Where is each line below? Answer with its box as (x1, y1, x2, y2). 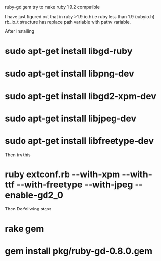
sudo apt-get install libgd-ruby (5, 46, 133, 57)
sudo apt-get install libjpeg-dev (5, 113, 136, 124)
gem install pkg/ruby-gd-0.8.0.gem (5, 245, 153, 257)
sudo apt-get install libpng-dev (5, 68, 135, 79)
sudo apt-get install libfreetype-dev (5, 135, 154, 146)
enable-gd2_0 (5, 189, 64, 201)
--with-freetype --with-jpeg (16, 179, 133, 190)
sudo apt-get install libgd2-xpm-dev (5, 90, 157, 102)
